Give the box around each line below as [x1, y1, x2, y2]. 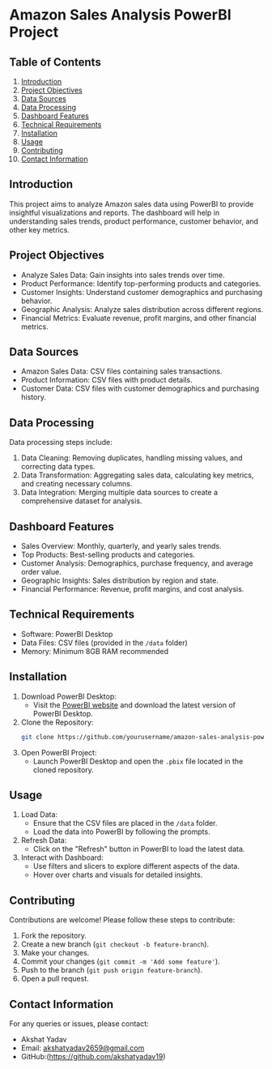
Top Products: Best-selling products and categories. [20, 549, 195, 560]
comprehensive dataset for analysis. [20, 496, 142, 506]
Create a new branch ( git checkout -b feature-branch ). [20, 939, 210, 949]
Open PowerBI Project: [20, 747, 97, 757]
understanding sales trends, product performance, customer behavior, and [9, 216, 258, 226]
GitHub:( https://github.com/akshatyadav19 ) [20, 1052, 166, 1061]
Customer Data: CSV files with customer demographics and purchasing [20, 383, 260, 394]
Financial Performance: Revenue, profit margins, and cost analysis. [20, 584, 244, 594]
